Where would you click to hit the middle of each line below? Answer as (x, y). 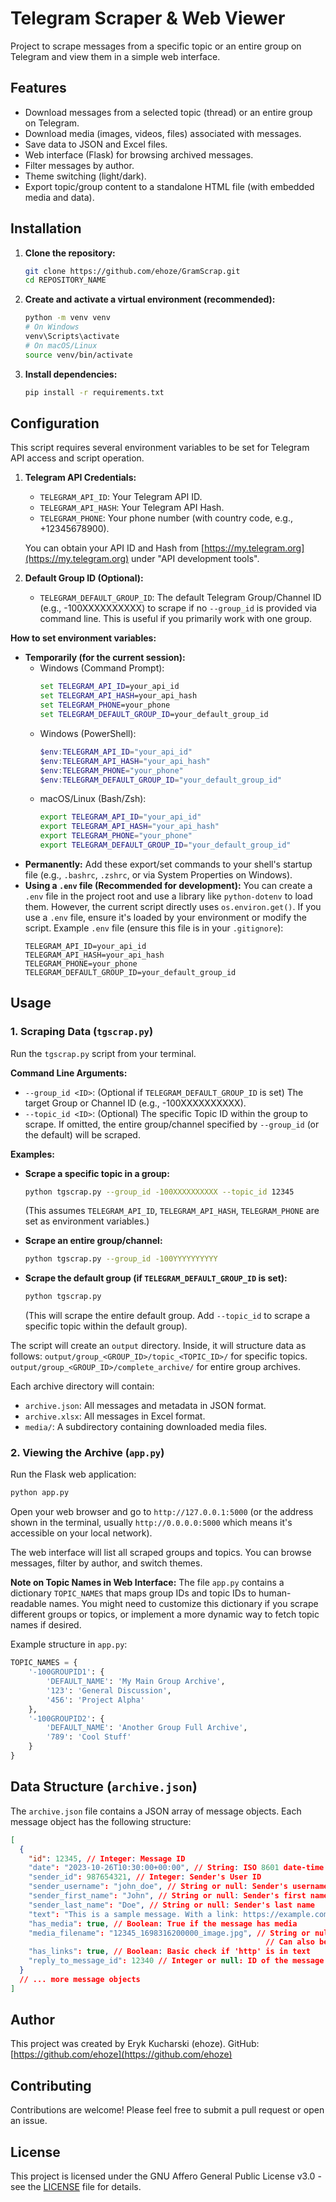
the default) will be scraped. (82, 1134)
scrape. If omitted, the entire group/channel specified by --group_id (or (172, 1124)
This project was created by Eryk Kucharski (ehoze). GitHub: (135, 2044)
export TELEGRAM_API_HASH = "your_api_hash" (129, 827)
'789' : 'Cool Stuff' (89, 1737)
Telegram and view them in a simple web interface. (115, 56)
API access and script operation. (77, 458)
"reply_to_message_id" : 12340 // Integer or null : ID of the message (176, 1961)
